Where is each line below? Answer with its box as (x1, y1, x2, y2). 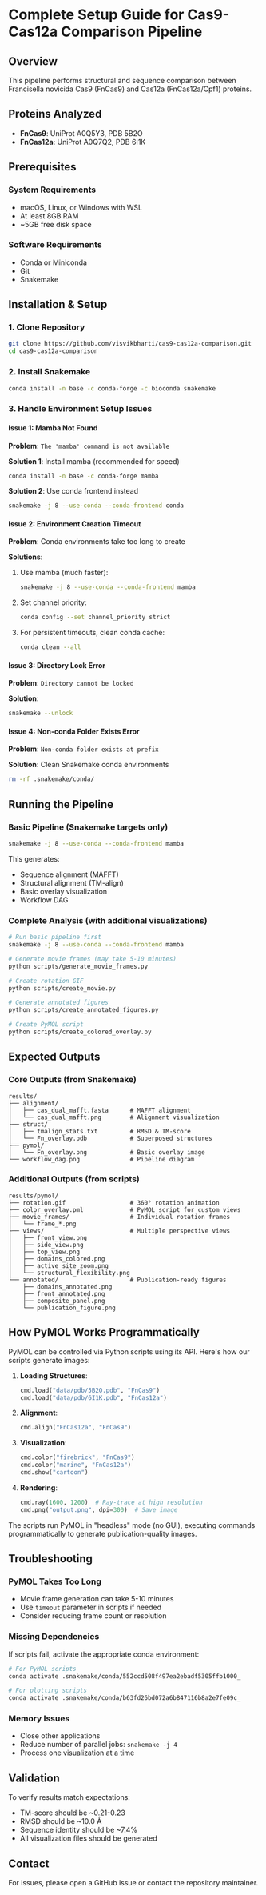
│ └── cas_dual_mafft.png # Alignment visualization (8, 1113, 220, 1121)
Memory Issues (8, 1713, 70, 1725)
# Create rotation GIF (8, 977, 84, 985)
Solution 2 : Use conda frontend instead (8, 486, 139, 496)
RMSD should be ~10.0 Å (19, 1817, 102, 1826)
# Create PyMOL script (8, 1021, 84, 1029)
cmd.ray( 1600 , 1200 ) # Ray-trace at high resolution (19, 1498, 203, 1506)
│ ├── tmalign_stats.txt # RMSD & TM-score (8, 1127, 192, 1135)
